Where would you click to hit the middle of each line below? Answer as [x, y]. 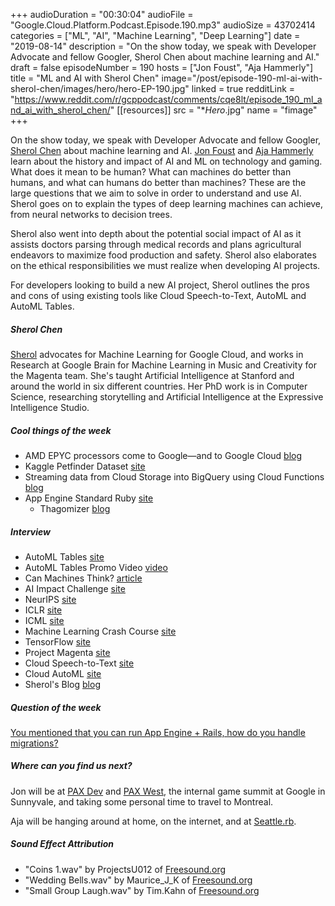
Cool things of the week [61, 430]
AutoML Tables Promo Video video [96, 567]
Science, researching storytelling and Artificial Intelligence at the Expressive [167, 396]
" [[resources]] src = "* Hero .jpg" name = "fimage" [213, 110]
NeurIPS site [50, 599]
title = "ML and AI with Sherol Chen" [85, 78]
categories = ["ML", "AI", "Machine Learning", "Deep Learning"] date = [155, 35]
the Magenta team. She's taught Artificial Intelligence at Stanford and [152, 375]
